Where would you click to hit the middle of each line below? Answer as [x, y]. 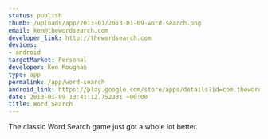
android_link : [32, 89]
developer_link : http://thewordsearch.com [80, 38]
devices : [23, 45]
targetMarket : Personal [48, 60]
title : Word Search [41, 104]
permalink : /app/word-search [57, 82]
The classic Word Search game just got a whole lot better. [103, 127]
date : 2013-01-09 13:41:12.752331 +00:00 [78, 97]
